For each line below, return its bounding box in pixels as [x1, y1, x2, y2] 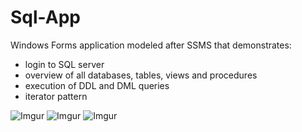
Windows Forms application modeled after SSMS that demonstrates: [10, 39, 292, 51]
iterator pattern [24, 90, 88, 102]
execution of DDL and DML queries [24, 79, 170, 91]
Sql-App [10, 6, 81, 29]
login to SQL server [24, 58, 105, 70]
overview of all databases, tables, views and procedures [24, 69, 258, 81]
